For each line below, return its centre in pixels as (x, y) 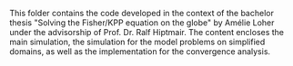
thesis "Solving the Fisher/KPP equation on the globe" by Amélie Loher (142, 23)
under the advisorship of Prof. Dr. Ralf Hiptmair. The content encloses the (147, 32)
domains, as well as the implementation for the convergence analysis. (140, 52)
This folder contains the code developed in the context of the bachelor (142, 13)
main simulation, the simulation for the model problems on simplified (137, 42)
